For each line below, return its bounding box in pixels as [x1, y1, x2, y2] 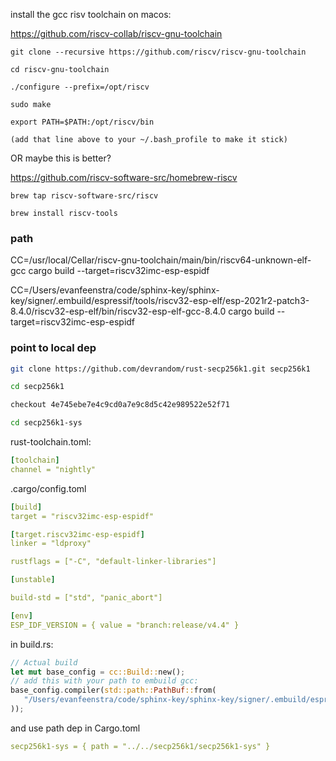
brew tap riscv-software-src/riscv [10, 191, 159, 201]
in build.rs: [10, 638, 54, 650]
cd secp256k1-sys [10, 418, 83, 428]
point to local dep [10, 341, 97, 355]
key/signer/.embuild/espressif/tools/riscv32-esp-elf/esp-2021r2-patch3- [10, 295, 310, 307]
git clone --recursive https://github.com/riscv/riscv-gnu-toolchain [10, 47, 307, 57]
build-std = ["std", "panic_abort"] [10, 593, 163, 603]
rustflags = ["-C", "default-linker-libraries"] [10, 557, 217, 567]
